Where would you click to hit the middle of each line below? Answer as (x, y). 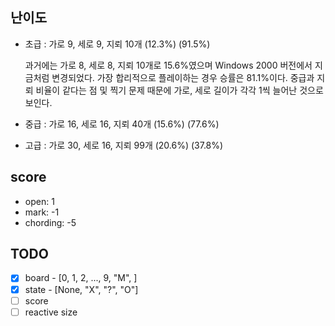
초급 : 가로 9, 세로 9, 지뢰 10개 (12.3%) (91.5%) (117, 44)
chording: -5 (50, 222)
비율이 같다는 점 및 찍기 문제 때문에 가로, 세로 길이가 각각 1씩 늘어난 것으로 (179, 90)
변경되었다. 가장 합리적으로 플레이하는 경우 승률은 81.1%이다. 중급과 (183, 77)
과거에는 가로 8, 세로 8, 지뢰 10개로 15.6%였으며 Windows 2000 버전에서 (168, 65)
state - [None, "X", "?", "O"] (81, 289)
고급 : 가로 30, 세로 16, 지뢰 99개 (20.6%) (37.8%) (124, 145)
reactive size (51, 312)
